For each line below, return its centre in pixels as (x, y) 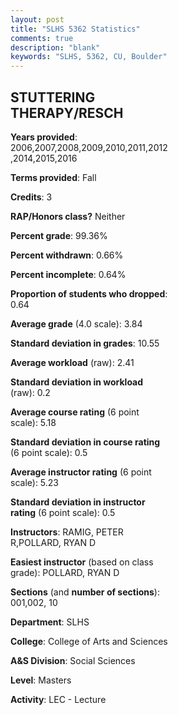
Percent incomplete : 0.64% (68, 274)
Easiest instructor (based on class (82, 562)
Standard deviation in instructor (78, 502)
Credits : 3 (31, 197)
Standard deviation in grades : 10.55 (85, 343)
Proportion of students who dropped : (89, 293)
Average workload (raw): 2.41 (72, 362)
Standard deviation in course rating (85, 442)
